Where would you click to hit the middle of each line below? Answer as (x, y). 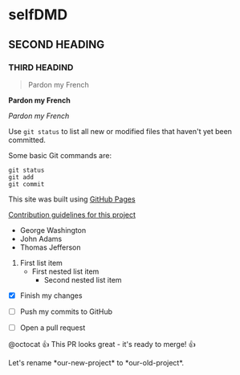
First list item (41, 263)
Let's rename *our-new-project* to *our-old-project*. (96, 363)
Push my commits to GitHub (66, 312)
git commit (26, 184)
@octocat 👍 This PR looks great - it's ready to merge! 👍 (102, 344)
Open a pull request (53, 328)
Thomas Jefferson (51, 247)
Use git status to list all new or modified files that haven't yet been (120, 131)
